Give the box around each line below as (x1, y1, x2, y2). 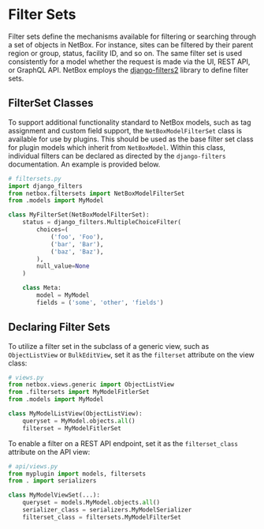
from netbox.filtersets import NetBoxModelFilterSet (8, 189, 185, 197)
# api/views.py (8, 462, 58, 471)
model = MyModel (36, 291, 90, 299)
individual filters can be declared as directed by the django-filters (8, 151, 226, 160)
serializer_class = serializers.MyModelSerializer (22, 506, 192, 514)
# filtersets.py (8, 174, 61, 182)
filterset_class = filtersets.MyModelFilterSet (22, 513, 181, 521)
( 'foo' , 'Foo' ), (50, 233, 104, 241)
